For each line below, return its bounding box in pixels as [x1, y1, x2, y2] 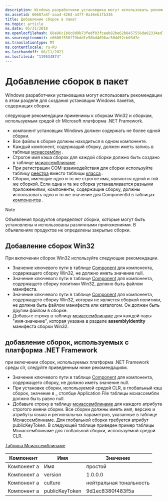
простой [86, 463, 106, 470]
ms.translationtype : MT [5, 40, 55, 45]
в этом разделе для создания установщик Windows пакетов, [5, 97, 135, 103]
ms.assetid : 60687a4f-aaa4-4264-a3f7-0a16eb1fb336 [5, 12, 113, 17]
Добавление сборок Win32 [5, 241, 95, 250]
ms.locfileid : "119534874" [5, 54, 61, 59]
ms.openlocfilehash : [5, 31, 48, 36]
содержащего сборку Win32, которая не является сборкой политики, [12, 297, 161, 303]
